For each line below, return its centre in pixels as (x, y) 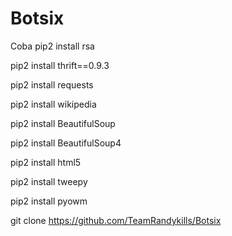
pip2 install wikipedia (53, 104)
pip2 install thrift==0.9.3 (60, 65)
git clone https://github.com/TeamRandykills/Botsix (116, 220)
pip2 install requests (52, 84)
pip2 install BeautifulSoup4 (66, 143)
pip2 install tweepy (49, 181)
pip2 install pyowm (49, 201)
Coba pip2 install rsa (52, 46)
